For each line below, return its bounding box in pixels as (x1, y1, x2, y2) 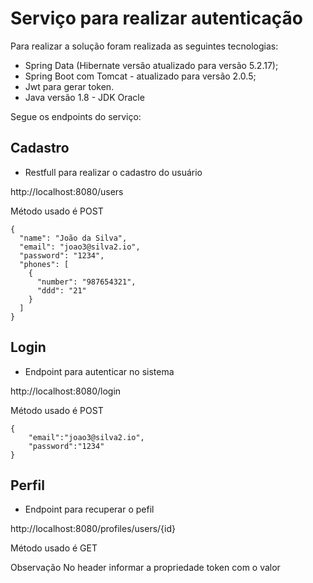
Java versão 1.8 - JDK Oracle (24, 91, 145, 103)
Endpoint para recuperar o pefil (24, 503, 155, 516)
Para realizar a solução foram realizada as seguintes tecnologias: (10, 40, 279, 52)
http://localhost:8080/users (10, 185, 124, 197)
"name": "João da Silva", (19, 233, 128, 243)
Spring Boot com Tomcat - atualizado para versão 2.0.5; (24, 70, 257, 82)
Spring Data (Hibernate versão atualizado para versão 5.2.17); (24, 59, 279, 71)
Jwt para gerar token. (24, 80, 115, 92)
